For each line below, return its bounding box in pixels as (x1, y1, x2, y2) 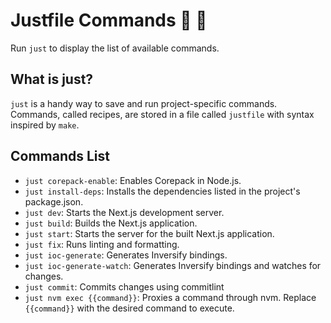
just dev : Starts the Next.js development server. (24, 206, 225, 218)
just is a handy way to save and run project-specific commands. (10, 97, 278, 109)
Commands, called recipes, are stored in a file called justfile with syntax (10, 108, 315, 120)
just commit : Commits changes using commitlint (24, 280, 225, 293)
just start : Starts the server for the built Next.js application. (24, 227, 275, 239)
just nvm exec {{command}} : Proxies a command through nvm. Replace (24, 291, 317, 303)
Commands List (10, 148, 110, 165)
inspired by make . (10, 119, 80, 131)
